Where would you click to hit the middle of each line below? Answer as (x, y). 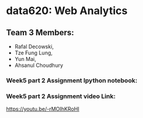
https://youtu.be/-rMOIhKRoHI (43, 109)
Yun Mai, (25, 59)
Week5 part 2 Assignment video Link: (61, 96)
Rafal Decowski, (34, 46)
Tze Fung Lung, (34, 53)
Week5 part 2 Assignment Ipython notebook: (72, 80)
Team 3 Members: (40, 33)
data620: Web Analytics (67, 11)
